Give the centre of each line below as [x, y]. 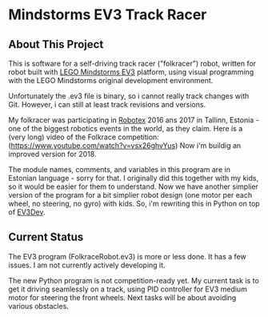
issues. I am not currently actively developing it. [87, 265]
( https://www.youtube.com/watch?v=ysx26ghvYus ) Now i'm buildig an [125, 145]
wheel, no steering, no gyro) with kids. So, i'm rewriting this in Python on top [134, 203]
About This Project [56, 44]
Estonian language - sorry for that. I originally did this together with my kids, [133, 178]
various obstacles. [39, 306]
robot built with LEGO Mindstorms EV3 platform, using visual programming [131, 72]
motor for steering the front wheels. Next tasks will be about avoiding [122, 297]
